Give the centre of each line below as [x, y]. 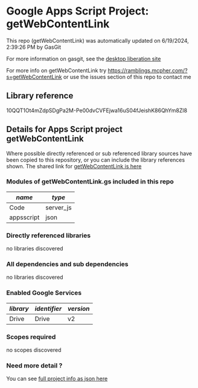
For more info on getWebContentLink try [56, 70]
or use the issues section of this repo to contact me [127, 77]
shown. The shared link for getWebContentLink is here [74, 166]
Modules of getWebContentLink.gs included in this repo [90, 182]
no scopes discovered [34, 350]
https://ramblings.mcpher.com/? [148, 70]
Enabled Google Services [44, 293]
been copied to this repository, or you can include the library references [96, 160]
